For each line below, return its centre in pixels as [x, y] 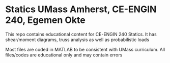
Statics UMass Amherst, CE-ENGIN [81, 9]
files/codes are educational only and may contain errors [64, 55]
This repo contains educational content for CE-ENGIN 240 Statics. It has [81, 34]
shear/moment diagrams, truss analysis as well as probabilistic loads [77, 40]
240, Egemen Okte [45, 20]
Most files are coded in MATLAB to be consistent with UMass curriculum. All [85, 49]
